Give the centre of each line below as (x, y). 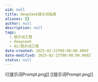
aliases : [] (17, 19)
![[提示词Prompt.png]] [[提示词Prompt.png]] (49, 75)
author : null (18, 23)
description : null (24, 28)
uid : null (15, 10)
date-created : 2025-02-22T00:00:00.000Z (47, 51)
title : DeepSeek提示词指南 (31, 14)
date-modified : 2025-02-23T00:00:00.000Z (48, 55)
